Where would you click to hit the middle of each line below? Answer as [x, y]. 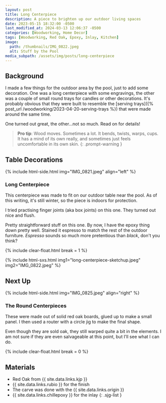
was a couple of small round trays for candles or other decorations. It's [78, 99]
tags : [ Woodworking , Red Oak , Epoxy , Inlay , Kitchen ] [62, 38]
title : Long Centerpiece [31, 14]
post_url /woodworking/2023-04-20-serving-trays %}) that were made [78, 109]
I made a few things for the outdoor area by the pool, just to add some [77, 88]
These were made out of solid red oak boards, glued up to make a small [79, 317]
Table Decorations [34, 160]
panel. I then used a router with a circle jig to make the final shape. [73, 322]
